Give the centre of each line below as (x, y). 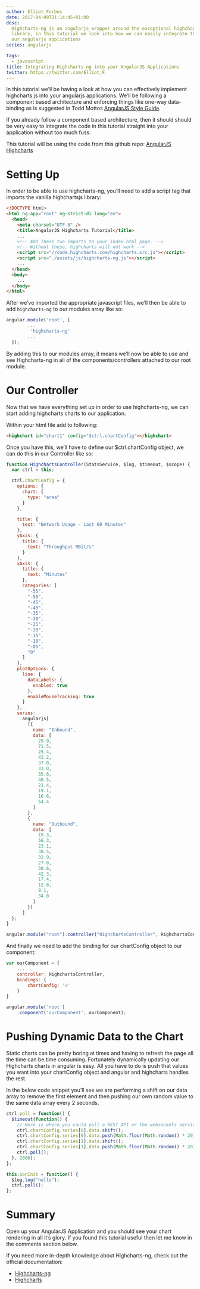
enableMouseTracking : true (61, 696)
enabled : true (50, 685)
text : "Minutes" (48, 575)
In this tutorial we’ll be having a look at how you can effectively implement (97, 89)
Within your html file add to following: (52, 424)
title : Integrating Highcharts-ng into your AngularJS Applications (93, 67)
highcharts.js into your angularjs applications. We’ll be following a (86, 95)
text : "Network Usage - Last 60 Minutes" (74, 525)
